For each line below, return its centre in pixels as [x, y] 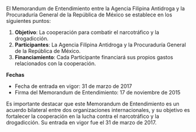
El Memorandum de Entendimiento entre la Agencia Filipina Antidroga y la [95, 9]
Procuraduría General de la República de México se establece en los [89, 15]
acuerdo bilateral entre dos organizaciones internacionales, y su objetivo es [98, 110]
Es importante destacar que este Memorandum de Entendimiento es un [93, 104]
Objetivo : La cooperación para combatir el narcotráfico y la [87, 32]
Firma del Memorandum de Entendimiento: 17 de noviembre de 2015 [98, 92]
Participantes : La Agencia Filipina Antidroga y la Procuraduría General [100, 45]
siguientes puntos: [29, 21]
